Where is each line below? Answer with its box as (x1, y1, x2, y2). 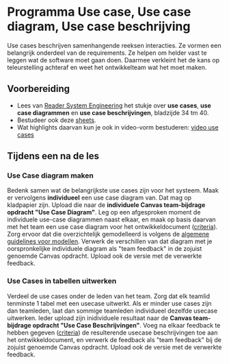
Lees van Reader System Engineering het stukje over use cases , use (16, 101, 212, 110)
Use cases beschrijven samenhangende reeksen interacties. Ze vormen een (7, 41, 221, 49)
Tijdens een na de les (7, 150, 99, 162)
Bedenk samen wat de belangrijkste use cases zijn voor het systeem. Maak (7, 186, 219, 195)
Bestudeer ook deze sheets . (16, 116, 96, 124)
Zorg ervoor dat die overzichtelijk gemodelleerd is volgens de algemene (7, 230, 210, 239)
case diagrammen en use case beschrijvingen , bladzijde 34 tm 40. (16, 108, 209, 117)
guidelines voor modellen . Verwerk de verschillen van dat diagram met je (7, 237, 213, 245)
